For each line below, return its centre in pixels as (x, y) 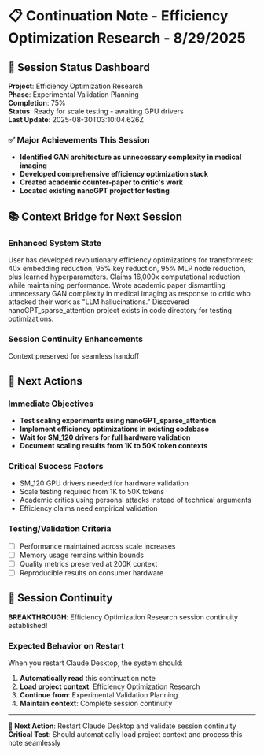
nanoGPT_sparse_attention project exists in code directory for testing (120, 310)
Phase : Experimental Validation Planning (73, 95)
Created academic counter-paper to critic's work (101, 182)
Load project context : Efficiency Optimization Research (110, 686)
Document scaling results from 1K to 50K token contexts (114, 445)
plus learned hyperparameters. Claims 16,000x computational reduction (124, 277)
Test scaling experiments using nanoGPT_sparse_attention (118, 420)
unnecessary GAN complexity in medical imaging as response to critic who (130, 293)
